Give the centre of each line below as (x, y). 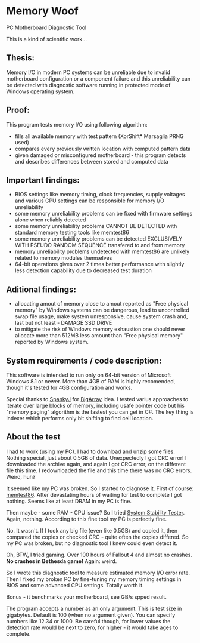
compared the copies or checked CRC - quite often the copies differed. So (97, 537)
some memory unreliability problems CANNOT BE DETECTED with (96, 226)
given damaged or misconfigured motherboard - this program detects (100, 155)
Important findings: (43, 180)
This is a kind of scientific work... (47, 39)
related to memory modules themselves (63, 258)
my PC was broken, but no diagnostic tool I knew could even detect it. (92, 543)
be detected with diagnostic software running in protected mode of (88, 85)
